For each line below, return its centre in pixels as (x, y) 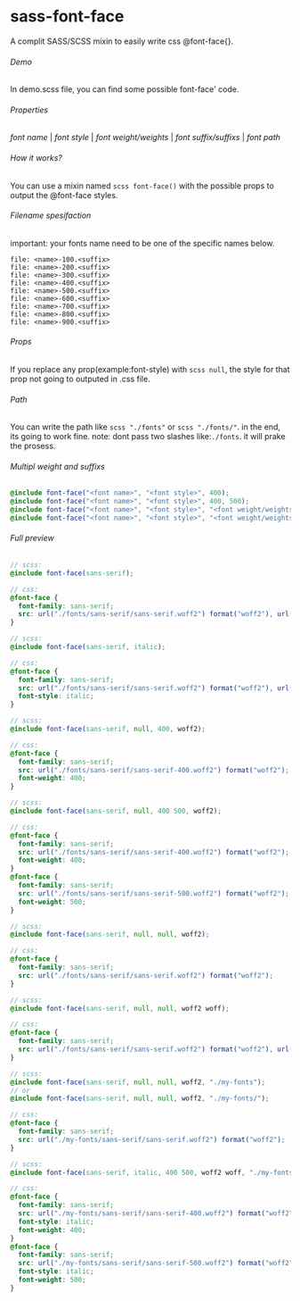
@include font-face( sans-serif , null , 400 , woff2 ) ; (108, 730)
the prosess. (33, 446)
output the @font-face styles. (64, 195)
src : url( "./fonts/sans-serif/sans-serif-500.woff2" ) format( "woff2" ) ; (154, 893)
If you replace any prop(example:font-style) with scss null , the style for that (150, 369)
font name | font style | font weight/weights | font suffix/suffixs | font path (146, 138)
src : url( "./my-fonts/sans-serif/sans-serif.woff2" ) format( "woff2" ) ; (152, 1139)
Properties (29, 110)
